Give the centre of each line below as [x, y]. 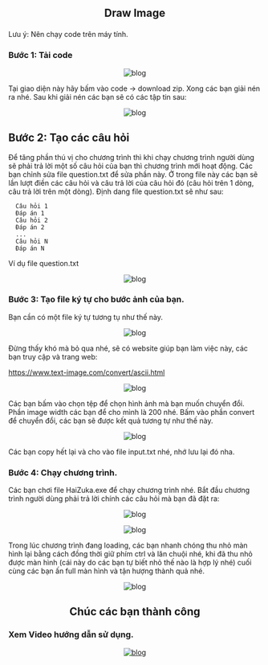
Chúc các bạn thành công [135, 612]
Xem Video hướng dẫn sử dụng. [71, 634]
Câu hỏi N [32, 241]
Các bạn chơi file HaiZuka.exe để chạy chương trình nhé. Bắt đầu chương [129, 491]
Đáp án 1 [30, 213]
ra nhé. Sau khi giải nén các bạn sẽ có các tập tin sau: [97, 96]
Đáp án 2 [30, 227]
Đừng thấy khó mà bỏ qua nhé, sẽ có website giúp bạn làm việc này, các [128, 348]
